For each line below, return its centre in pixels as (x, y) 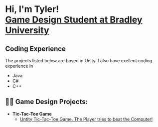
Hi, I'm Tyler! (32, 9)
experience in (19, 66)
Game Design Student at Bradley (74, 20)
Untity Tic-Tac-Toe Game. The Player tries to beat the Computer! (86, 119)
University (27, 30)
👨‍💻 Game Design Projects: (47, 102)
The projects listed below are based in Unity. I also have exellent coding (79, 61)
